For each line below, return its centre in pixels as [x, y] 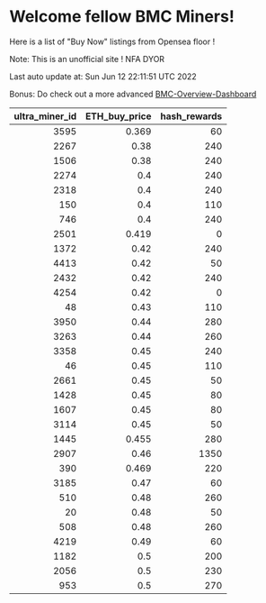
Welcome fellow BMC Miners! [122, 17]
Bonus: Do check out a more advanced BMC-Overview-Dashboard [133, 94]
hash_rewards [191, 116]
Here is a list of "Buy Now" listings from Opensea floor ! [112, 41]
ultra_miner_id [45, 116]
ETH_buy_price [118, 116]
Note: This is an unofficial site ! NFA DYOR [87, 59]
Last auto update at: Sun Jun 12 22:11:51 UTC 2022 [103, 76]
